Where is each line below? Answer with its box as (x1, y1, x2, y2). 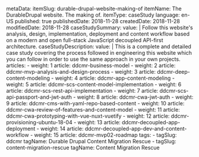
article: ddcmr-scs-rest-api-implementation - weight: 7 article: (6, 87, 159, 94)
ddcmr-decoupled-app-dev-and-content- (84, 125, 187, 132)
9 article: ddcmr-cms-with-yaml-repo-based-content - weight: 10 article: (6, 100, 185, 106)
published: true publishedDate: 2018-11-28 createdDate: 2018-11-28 (14, 18, 180, 24)
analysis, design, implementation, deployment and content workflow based (6, 30, 190, 37)
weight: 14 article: (40, 125, 84, 132)
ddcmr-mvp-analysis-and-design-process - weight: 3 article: (6, 68, 156, 75)
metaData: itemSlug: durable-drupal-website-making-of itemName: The (6, 5, 182, 12)
